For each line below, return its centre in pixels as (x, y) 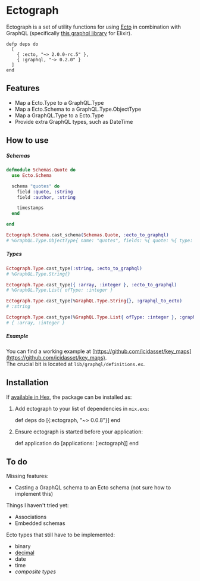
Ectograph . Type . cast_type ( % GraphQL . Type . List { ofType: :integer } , (92, 317)
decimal (24, 553)
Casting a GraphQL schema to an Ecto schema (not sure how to (93, 488)
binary (23, 546)
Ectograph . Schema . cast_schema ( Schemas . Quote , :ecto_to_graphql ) (87, 235)
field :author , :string (46, 197)
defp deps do (22, 44)
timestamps (30, 208)
